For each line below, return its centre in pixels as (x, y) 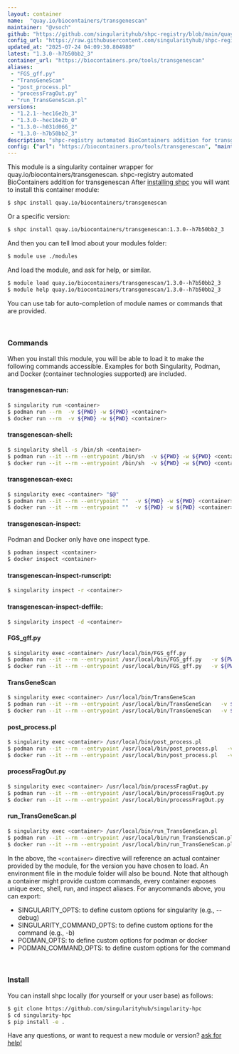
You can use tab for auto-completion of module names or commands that (115, 303)
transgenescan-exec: (40, 480)
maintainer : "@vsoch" (39, 27)
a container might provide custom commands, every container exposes (112, 881)
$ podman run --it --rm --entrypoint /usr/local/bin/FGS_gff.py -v (113, 660)
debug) (28, 917)
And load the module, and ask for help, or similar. (79, 270)
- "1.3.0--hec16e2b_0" (44, 120)
